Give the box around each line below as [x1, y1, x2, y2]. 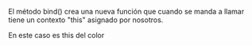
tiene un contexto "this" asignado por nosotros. [8, 15, 164, 25]
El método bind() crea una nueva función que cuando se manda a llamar [8, 7, 245, 16]
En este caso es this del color [8, 31, 105, 40]
